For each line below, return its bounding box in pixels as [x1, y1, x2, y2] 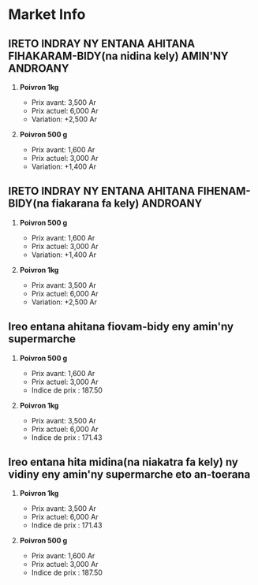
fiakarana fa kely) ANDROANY [50, 197, 203, 211]
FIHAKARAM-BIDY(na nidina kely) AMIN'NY [8, 49, 229, 62]
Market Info [8, 6, 86, 24]
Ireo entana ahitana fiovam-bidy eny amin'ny [8, 320, 234, 333]
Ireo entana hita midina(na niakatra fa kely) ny [8, 456, 238, 469]
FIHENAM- [196, 184, 251, 198]
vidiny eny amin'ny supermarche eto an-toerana [8, 468, 251, 482]
